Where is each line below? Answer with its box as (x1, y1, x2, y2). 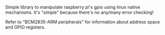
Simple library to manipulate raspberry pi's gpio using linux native (5, 4, 140, 10)
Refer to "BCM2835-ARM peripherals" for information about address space (5, 19, 160, 25)
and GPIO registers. (5, 24, 46, 30)
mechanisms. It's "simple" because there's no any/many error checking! (5, 9, 154, 15)
